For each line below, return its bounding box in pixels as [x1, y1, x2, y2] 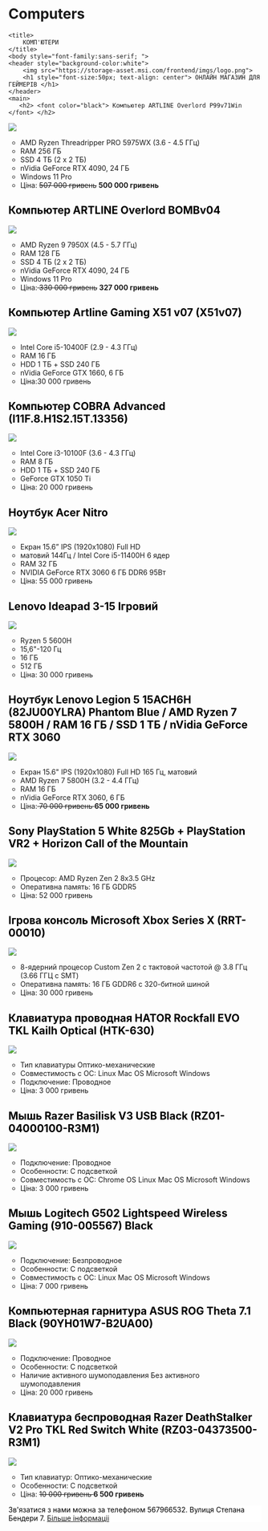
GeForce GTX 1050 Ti [19, 474, 91, 484]
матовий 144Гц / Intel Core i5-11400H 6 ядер [19, 550, 170, 560]
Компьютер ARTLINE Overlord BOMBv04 [8, 204, 221, 217]
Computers [8, 5, 86, 23]
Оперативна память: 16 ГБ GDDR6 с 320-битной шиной [19, 980, 210, 989]
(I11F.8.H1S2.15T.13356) [8, 412, 128, 425]
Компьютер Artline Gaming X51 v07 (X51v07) [8, 306, 242, 319]
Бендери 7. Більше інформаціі [8, 1513, 110, 1523]
